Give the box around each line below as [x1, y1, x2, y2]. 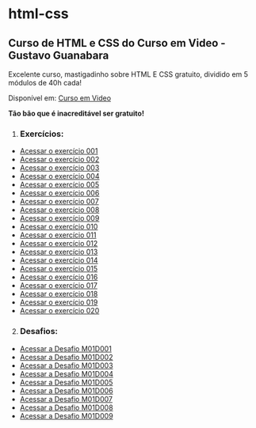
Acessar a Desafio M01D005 [19, 377, 113, 387]
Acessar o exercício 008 [19, 205, 100, 214]
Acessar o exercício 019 [19, 297, 98, 307]
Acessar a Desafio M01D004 [19, 369, 113, 378]
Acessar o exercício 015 [19, 264, 98, 274]
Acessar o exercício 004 [19, 172, 100, 181]
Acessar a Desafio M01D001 [19, 343, 113, 353]
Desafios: [19, 326, 58, 337]
